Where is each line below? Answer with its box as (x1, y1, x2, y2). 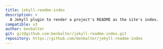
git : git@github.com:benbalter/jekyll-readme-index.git (5, 31, 127, 36)
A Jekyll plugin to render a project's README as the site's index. (10, 17, 159, 22)
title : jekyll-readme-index (5, 7, 65, 13)
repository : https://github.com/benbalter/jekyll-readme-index (5, 36, 143, 41)
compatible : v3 (5, 21, 38, 27)
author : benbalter (5, 27, 44, 32)
